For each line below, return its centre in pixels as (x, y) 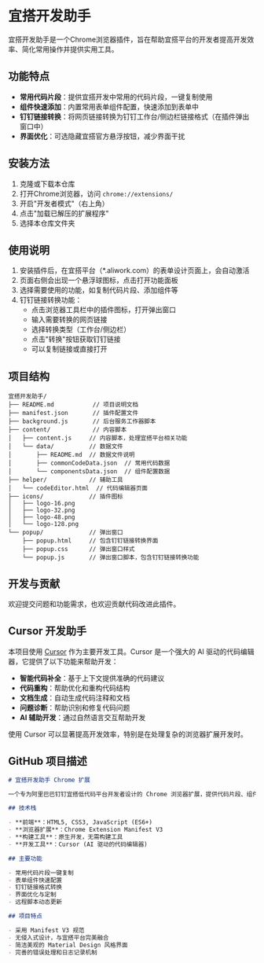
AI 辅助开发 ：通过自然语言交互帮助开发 (82, 717)
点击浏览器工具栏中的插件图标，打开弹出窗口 (104, 310)
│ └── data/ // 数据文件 (66, 447)
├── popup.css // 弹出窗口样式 (79, 549)
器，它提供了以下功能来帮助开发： (63, 661)
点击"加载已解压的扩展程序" (64, 213)
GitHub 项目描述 (48, 761)
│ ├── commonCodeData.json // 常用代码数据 (89, 463)
